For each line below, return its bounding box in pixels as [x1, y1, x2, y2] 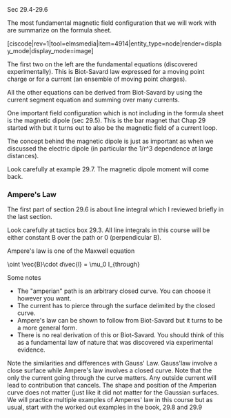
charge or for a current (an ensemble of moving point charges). [7, 75, 188, 83]
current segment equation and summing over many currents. [7, 95, 180, 104]
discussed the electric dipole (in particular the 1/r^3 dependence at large [7, 144, 214, 153]
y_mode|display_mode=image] [7, 47, 94, 55]
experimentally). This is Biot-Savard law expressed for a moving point [7, 68, 205, 75]
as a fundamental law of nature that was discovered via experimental [17, 339, 214, 347]
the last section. [7, 213, 53, 221]
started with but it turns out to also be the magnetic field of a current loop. [7, 124, 218, 132]
